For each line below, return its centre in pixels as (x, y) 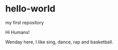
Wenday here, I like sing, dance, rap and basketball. (59, 42)
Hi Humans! (18, 32)
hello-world (31, 9)
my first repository (25, 22)
